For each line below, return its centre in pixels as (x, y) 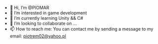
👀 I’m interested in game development (48, 13)
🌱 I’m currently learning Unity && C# (46, 18)
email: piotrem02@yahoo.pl (38, 36)
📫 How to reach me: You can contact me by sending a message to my (81, 29)
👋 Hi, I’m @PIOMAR (29, 8)
